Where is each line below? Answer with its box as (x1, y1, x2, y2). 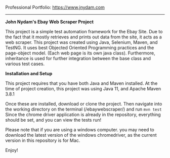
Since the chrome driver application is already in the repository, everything (5, 112, 161, 118)
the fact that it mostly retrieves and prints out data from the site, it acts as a (5, 34, 162, 40)
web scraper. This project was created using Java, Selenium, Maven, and (5, 39, 158, 45)
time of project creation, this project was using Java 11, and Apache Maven (5, 86, 161, 91)
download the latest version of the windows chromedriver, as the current (5, 132, 157, 138)
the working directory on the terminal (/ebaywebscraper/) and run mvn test (5, 106, 162, 112)
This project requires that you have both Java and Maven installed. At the (5, 80, 158, 86)
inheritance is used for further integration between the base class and (5, 56, 151, 61)
